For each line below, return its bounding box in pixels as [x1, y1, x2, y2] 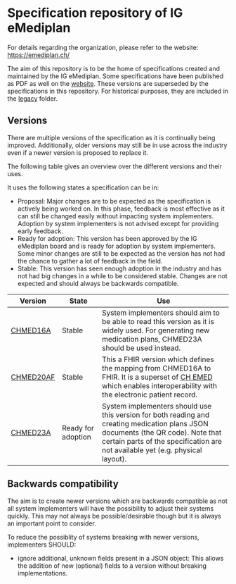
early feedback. [17, 227, 63, 235]
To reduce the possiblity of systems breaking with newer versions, [7, 533, 199, 541]
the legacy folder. [7, 94, 58, 103]
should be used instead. [101, 343, 181, 353]
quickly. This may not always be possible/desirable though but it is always [7, 511, 221, 520]
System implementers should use [101, 401, 212, 411]
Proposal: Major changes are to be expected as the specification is [17, 197, 211, 205]
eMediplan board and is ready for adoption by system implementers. [17, 242, 216, 250]
